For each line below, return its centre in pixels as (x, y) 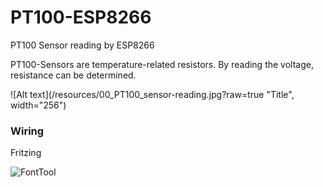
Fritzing (26, 153)
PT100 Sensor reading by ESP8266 (82, 45)
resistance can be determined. (73, 75)
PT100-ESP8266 (81, 17)
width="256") (38, 105)
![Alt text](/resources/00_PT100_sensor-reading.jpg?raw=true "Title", (152, 94)
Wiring (27, 131)
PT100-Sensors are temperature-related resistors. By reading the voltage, (162, 64)
